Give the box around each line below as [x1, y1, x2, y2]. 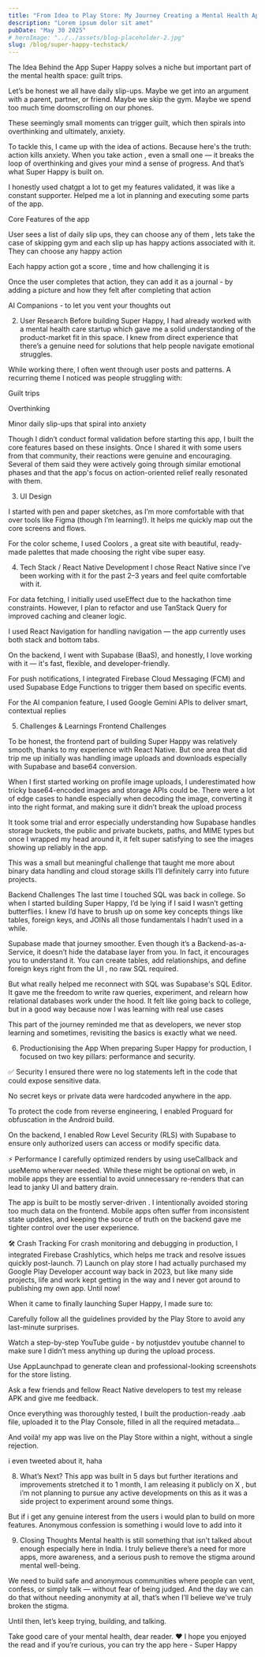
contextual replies [8, 706, 67, 716]
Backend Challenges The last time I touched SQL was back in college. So [8, 890, 246, 900]
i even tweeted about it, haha [8, 1457, 103, 1466]
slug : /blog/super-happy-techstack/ [8, 41, 129, 49]
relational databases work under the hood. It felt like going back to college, [8, 996, 252, 1006]
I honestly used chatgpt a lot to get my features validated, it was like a [8, 182, 235, 192]
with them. [8, 477, 43, 486]
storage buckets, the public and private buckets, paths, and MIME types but [8, 826, 255, 836]
